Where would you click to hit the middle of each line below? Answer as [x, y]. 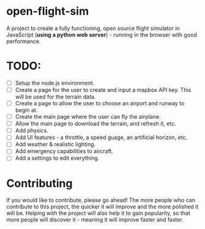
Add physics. [32, 130]
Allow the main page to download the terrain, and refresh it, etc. [95, 124]
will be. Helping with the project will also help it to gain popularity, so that [99, 213]
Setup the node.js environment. [55, 83]
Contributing [39, 183]
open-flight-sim [48, 11]
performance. [24, 41]
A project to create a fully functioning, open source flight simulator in [93, 28]
